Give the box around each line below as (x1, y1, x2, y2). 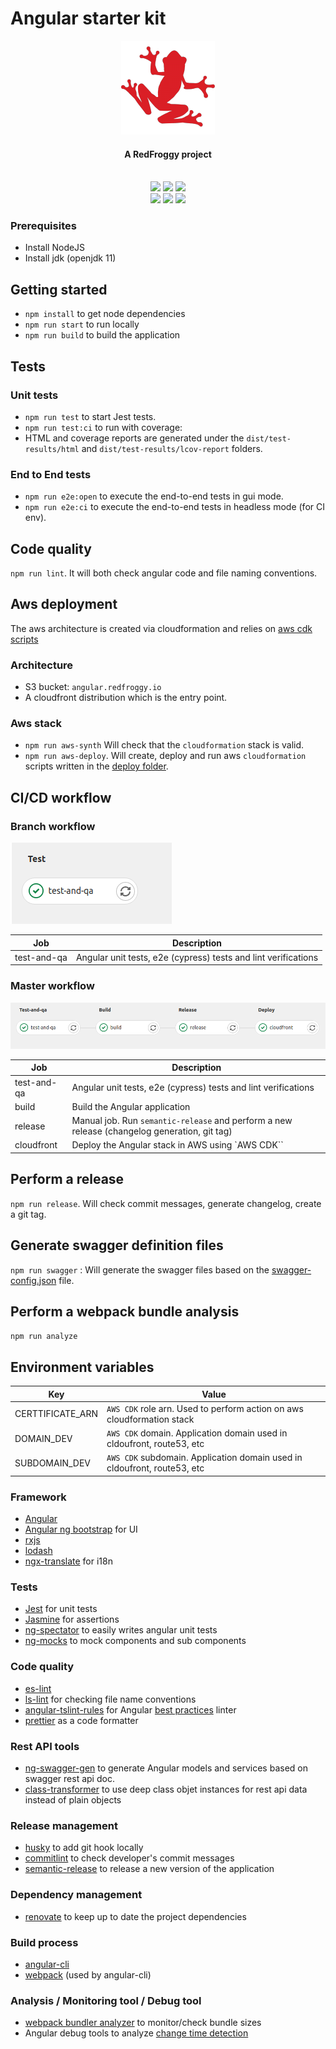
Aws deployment (10, 596, 118, 613)
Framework (10, 1490, 67, 1504)
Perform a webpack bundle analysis (10, 1303, 240, 1320)
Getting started (10, 281, 108, 298)
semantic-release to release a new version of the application (24, 1863, 275, 1875)
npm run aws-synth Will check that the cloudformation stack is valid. (24, 739, 305, 751)
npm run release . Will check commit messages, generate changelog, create (10, 1197, 322, 1209)
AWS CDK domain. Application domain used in (106, 1427, 288, 1439)
